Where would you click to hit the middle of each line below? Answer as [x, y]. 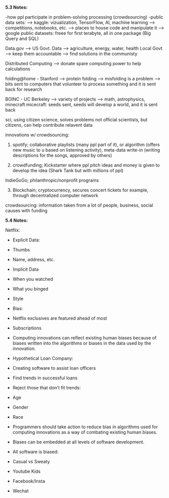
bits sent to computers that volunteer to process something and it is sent [81, 84]
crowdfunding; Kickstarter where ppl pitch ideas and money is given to [86, 165]
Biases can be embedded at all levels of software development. [78, 442]
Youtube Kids [26, 471]
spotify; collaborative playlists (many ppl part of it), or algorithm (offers [86, 144]
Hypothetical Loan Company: [43, 358]
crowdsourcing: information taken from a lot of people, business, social [79, 205]
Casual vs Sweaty [31, 461]
